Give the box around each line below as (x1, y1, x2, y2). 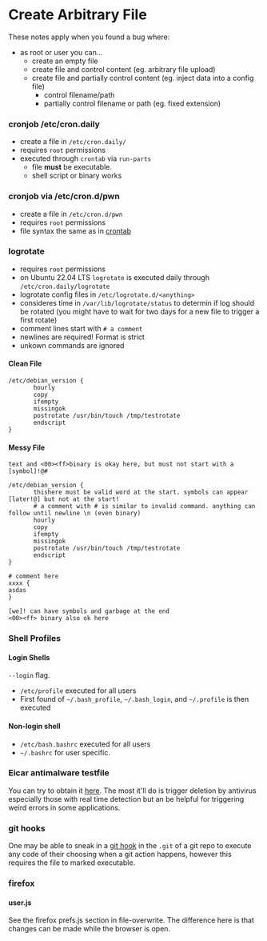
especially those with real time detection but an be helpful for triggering (8, 794, 245, 803)
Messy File (8, 442, 46, 452)
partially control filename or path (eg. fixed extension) (43, 98, 221, 108)
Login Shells (8, 652, 50, 662)
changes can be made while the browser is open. (8, 924, 170, 934)
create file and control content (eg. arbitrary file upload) (31, 64, 216, 74)
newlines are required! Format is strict (19, 332, 145, 342)
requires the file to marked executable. (8, 858, 136, 867)
